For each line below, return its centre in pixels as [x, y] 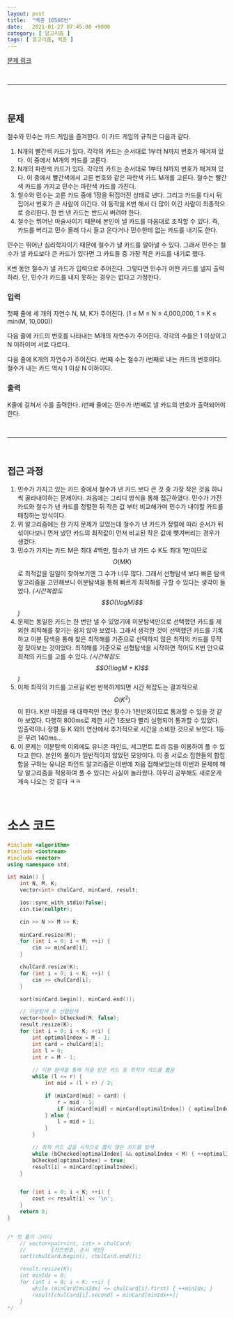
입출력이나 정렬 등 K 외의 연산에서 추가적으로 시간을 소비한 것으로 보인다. [116, 729]
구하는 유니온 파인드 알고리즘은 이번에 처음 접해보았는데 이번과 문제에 [124, 764]
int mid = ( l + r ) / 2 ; [79, 1083]
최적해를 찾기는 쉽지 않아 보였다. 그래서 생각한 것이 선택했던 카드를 [120, 631]
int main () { [26, 877]
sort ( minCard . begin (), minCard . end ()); [78, 999]
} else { [57, 1115]
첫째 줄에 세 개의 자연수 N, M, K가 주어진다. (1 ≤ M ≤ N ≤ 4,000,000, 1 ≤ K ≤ [112, 314]
